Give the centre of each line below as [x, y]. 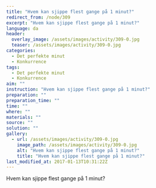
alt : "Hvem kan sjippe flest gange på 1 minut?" [78, 150]
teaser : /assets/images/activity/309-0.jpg [66, 45]
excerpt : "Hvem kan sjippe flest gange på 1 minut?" [73, 23]
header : [16, 34]
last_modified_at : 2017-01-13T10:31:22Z [57, 162]
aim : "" [16, 84]
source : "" [20, 123]
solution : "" [22, 128]
